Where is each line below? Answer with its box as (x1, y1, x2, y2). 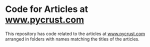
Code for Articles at (5, 3, 88, 15)
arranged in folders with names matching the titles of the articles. (5, 36, 140, 42)
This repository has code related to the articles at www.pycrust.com (5, 30, 145, 36)
